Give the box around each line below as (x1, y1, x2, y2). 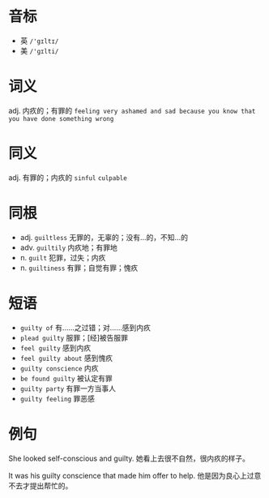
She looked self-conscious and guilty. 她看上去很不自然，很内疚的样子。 (8, 453, 250, 463)
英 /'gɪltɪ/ (19, 36, 59, 45)
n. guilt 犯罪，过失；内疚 (19, 252, 106, 262)
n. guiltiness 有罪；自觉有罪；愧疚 (19, 263, 139, 273)
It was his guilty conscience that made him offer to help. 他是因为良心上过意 (8, 470, 262, 480)
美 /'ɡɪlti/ (19, 45, 59, 55)
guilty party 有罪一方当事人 (19, 383, 116, 393)
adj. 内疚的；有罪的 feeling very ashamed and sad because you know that (8, 105, 256, 115)
